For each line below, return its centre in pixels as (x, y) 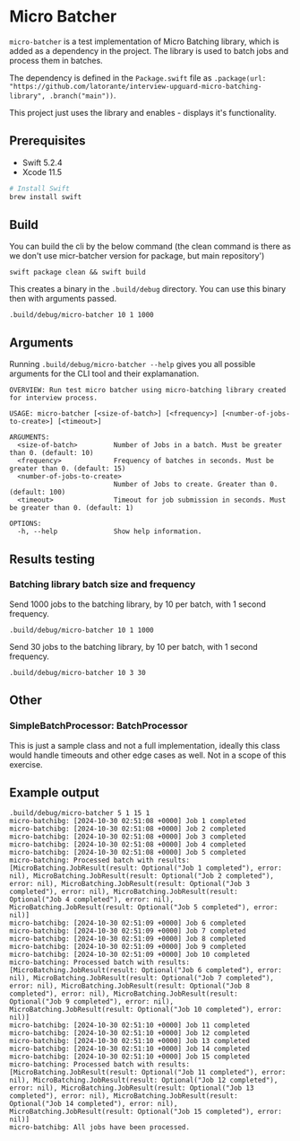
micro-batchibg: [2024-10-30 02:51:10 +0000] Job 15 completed (130, 1057)
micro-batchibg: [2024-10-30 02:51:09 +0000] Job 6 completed (128, 923)
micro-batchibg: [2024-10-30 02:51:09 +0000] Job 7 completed (128, 931)
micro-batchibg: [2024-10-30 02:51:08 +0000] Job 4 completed (128, 845)
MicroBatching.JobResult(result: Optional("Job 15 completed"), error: (146, 1112)
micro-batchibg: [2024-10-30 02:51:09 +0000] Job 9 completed (128, 947)
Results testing (52, 559)
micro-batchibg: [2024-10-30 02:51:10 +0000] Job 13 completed (130, 1041)
